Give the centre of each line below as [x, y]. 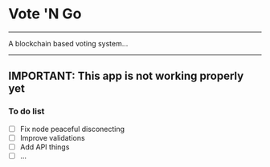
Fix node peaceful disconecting [72, 129]
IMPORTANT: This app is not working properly [126, 76]
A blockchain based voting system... [68, 43]
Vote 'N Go [45, 14]
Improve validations [53, 137]
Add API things [45, 147]
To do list [27, 111]
